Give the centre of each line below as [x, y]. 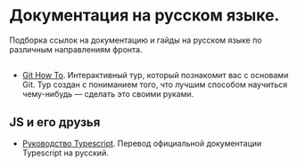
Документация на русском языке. [144, 16]
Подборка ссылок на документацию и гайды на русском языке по [136, 40]
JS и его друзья [55, 122]
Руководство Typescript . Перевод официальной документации [142, 144]
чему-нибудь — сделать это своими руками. [108, 94]
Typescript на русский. [65, 153]
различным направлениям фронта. [76, 49]
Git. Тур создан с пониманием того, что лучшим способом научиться [155, 84]
